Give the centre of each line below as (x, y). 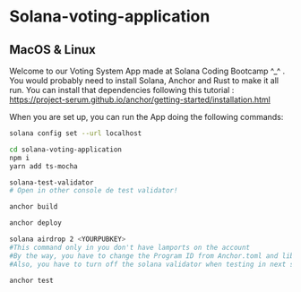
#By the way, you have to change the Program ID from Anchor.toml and (144, 256)
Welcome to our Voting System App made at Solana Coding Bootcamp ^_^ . (147, 71)
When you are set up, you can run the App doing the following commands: (146, 117)
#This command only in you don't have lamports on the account (130, 247)
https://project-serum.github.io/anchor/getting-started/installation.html (140, 99)
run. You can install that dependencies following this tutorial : (122, 90)
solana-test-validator (52, 182)
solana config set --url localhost (76, 133)
